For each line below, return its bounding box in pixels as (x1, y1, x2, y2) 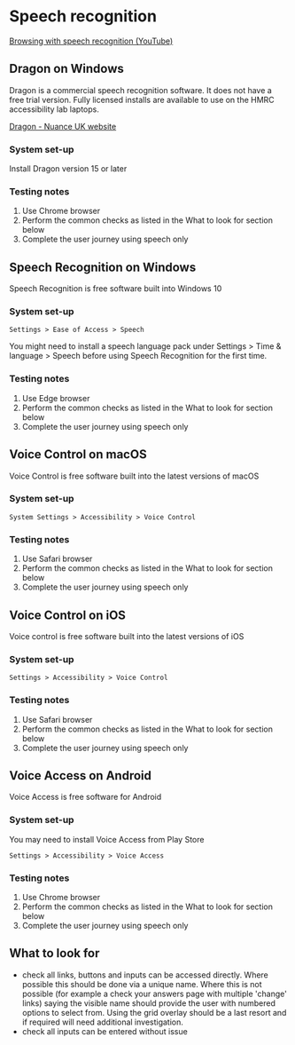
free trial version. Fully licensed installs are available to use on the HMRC (9, 94, 275, 105)
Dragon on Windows (9, 61, 124, 76)
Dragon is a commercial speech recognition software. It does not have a (9, 84, 272, 95)
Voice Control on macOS (9, 447, 148, 463)
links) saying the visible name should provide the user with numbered (21, 997, 276, 1009)
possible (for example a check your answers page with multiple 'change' (21, 988, 288, 999)
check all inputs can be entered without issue (21, 1025, 188, 1036)
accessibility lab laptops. (9, 104, 100, 115)
